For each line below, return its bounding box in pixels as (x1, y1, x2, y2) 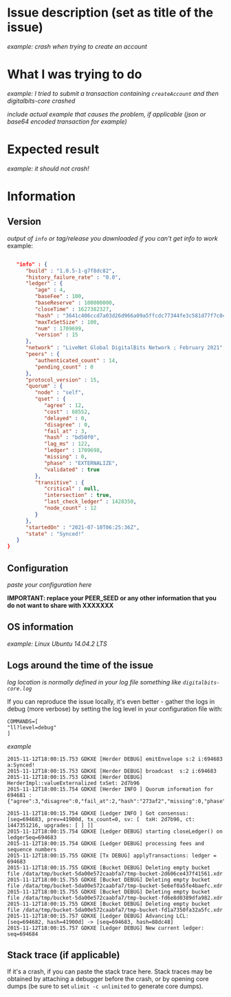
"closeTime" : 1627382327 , (34, 306, 112, 313)
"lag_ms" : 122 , (43, 440, 91, 448)
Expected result (7, 141, 100, 157)
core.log (7, 685, 32, 692)
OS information (7, 621, 74, 633)
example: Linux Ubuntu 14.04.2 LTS (7, 640, 108, 648)
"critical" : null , (43, 485, 100, 493)
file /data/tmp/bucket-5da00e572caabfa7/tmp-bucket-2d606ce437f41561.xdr (7, 870, 223, 877)
